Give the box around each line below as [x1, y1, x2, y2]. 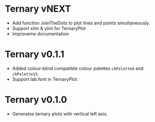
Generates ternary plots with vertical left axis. [12, 110, 108, 117]
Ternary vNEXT [5, 3, 71, 15]
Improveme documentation [12, 30, 69, 37]
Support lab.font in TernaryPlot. [12, 76, 79, 82]
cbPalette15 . [12, 71, 39, 77]
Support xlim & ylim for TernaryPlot [12, 25, 86, 31]
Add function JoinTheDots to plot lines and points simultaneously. [12, 20, 150, 26]
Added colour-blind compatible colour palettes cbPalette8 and [12, 65, 144, 71]
